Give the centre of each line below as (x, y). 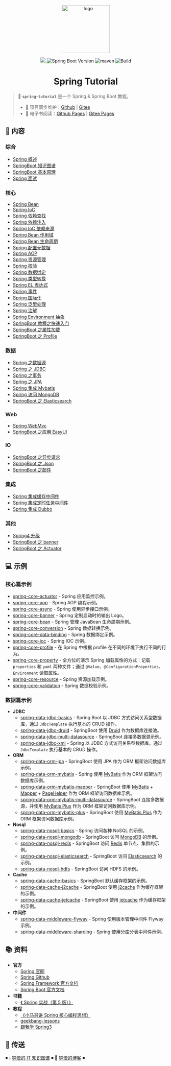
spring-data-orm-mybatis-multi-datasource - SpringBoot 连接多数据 (92, 800)
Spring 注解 (25, 310)
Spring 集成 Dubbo (32, 509)
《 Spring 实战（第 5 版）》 (47, 1002)
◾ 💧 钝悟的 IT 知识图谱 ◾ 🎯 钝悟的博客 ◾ (45, 1058)
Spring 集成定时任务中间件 (40, 503)
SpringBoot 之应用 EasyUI (40, 432)
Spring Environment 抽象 (39, 317)
